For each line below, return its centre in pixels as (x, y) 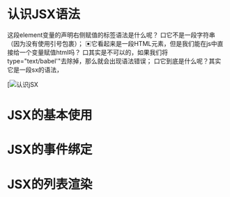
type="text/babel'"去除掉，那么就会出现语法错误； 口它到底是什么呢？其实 (114, 61)
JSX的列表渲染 (50, 184)
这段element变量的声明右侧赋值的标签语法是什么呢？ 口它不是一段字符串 (111, 35)
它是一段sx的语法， (35, 70)
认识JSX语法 (44, 14)
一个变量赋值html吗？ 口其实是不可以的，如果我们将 (94, 52)
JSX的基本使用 (50, 115)
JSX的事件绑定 (50, 150)
